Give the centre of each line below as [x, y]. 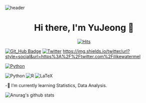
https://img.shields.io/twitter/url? [96, 51]
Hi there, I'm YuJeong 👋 [84, 28]
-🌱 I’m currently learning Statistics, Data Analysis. [56, 85]
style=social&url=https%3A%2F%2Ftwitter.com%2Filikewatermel [73, 56]
